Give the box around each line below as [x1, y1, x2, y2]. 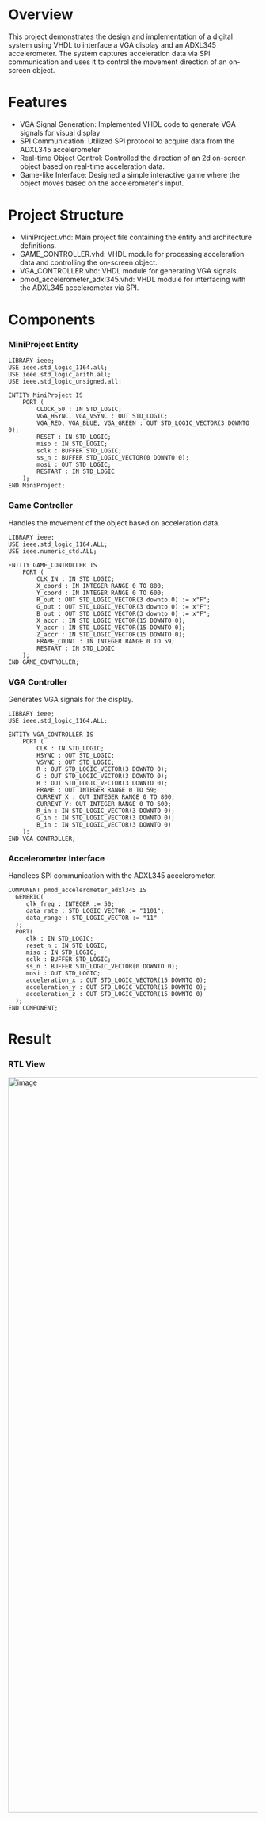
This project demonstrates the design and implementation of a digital [8, 32, 234, 41]
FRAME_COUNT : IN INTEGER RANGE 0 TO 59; [36, 637, 176, 645]
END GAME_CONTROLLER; [8, 658, 80, 666]
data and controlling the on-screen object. [19, 258, 158, 267]
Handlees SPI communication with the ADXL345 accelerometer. [8, 871, 216, 880]
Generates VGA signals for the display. [8, 694, 134, 704]
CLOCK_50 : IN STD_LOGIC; [36, 406, 123, 414]
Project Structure [8, 206, 124, 224]
